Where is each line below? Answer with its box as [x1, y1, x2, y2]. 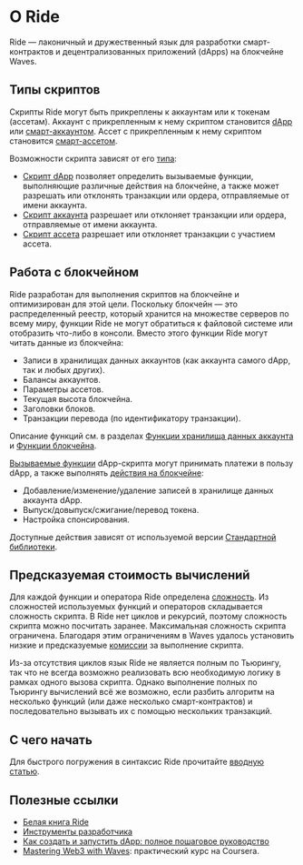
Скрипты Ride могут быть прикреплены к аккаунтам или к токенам [9, 106, 270, 117]
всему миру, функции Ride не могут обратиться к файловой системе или [9, 317, 293, 328]
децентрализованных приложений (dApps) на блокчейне [62, 45, 284, 56]
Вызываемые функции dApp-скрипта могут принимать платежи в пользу [9, 458, 294, 468]
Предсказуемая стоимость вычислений [9, 567, 250, 583]
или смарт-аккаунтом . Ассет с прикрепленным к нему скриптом [9, 126, 262, 136]
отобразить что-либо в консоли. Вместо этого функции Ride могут [9, 327, 268, 338]
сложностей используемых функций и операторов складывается [9, 601, 263, 612]
